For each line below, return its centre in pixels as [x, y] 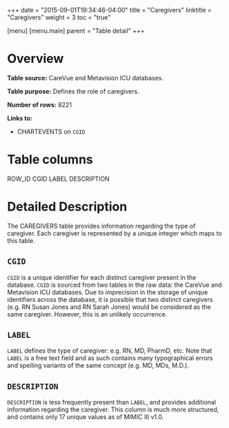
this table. [21, 240]
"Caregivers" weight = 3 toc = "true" [59, 17]
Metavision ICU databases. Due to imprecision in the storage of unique [108, 292]
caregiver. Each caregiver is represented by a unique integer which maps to [114, 233]
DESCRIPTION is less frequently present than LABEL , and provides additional [111, 402]
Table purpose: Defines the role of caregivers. [73, 91]
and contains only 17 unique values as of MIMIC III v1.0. [86, 417]
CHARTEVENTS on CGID [51, 132]
